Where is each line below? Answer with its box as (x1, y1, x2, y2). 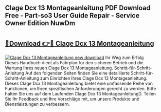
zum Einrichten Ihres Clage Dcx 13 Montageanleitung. (40, 75, 147, 81)
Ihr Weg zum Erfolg (105, 55, 144, 60)
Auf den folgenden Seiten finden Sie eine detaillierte (25, 70, 130, 76)
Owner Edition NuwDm (5, 19, 75, 27)
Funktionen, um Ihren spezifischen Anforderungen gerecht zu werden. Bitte (5, 86, 157, 92)
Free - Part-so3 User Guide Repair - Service (5, 12, 140, 20)
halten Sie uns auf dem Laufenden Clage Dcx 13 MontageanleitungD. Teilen (5, 91, 156, 96)
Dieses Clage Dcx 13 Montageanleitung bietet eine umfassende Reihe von (5, 80, 153, 86)
